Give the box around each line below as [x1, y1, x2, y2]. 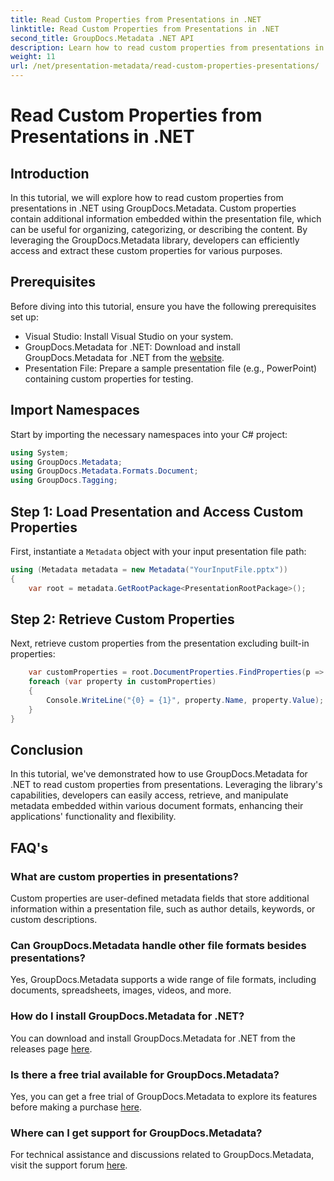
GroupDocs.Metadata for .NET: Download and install [24, 341, 241, 353]
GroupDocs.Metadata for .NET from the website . [24, 351, 225, 363]
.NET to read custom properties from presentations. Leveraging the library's [10, 779, 323, 791]
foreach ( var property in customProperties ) [28, 677, 217, 687]
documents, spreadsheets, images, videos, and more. [10, 984, 232, 996]
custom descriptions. [10, 914, 98, 926]
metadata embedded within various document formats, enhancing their [10, 800, 304, 812]
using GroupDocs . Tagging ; [10, 476, 118, 486]
